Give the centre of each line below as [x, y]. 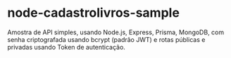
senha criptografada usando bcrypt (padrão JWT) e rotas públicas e [106, 39]
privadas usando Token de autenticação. [66, 47]
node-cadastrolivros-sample [93, 13]
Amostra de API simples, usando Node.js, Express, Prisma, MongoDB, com [116, 32]
